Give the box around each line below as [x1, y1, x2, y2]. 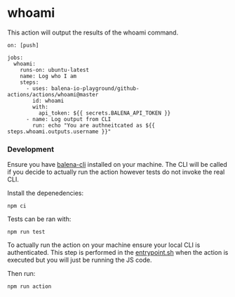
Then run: [7, 270, 36, 278]
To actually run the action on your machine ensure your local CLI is [7, 241, 201, 249]
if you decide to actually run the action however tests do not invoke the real [7, 168, 225, 177]
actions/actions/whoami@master [7, 91, 99, 98]
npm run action [7, 283, 52, 290]
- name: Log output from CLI [25, 115, 112, 122]
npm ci [7, 203, 27, 210]
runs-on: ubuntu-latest [20, 66, 90, 73]
